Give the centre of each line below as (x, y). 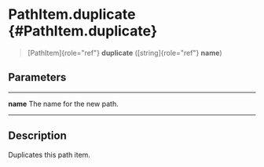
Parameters (37, 77)
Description (37, 136)
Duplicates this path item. (49, 154)
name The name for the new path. (64, 103)
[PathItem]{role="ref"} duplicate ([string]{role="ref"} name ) (125, 53)
